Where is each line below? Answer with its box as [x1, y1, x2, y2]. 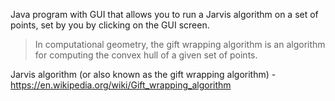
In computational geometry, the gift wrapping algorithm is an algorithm [34, 39, 326, 50]
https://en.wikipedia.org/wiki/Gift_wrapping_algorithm [10, 79, 232, 91]
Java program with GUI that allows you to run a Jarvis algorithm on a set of [10, 9, 319, 20]
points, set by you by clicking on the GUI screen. [10, 19, 210, 31]
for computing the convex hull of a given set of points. [34, 49, 258, 61]
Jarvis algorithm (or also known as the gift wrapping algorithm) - [10, 69, 277, 80]
